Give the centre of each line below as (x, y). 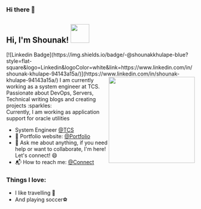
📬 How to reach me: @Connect (54, 162)
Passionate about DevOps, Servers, (50, 93)
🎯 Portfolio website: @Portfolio (53, 136)
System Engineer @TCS (44, 130)
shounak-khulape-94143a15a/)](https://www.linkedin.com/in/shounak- (93, 74)
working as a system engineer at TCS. (53, 86)
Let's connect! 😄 (36, 155)
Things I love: (26, 180)
